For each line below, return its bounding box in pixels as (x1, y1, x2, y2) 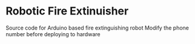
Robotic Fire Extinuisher (5, 4, 129, 18)
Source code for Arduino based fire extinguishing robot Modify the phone (5, 24, 189, 31)
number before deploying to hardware (5, 30, 101, 37)
